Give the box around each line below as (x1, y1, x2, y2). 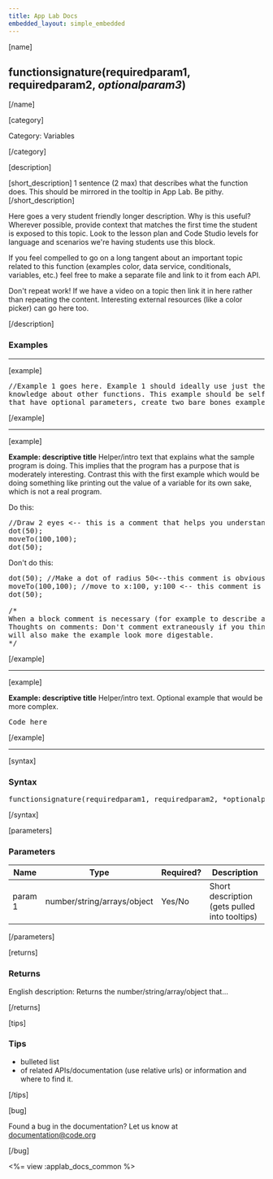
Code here (8, 717, 47, 726)
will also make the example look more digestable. (8, 630, 214, 639)
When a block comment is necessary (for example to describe (8, 614, 258, 623)
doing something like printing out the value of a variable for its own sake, (8, 477, 252, 488)
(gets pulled (209, 901, 256, 912)
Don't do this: (8, 558, 54, 568)
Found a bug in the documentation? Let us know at (8, 1121, 179, 1131)
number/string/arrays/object (45, 896, 154, 907)
